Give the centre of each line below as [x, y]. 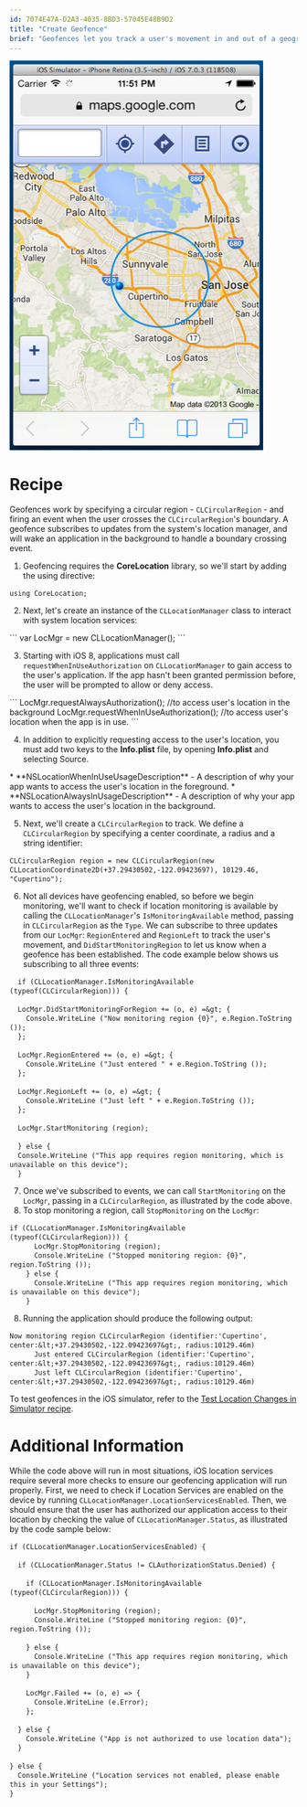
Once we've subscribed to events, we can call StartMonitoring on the [154, 1191]
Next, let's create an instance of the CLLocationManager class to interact [157, 611]
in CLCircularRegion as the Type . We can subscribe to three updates [150, 925]
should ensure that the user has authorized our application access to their [148, 1510]
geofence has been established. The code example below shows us [150, 954]
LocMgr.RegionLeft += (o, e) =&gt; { [90, 1092]
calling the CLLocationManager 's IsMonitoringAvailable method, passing [158, 916]
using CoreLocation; [49, 594]
